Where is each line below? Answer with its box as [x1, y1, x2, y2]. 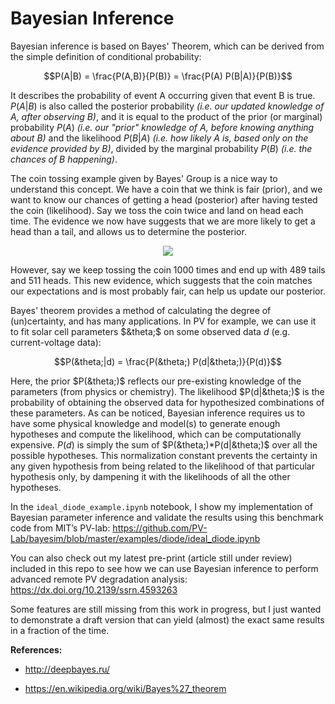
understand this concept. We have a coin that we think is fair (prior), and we [10, 183, 323, 195]
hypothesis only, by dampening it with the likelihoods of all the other [10, 470, 291, 482]
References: [10, 643, 63, 656]
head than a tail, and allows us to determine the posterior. [10, 225, 247, 237]
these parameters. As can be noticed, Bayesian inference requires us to [10, 407, 306, 419]
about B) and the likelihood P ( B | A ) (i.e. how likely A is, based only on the [10, 132, 309, 144]
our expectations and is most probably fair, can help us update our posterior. [10, 285, 326, 297]
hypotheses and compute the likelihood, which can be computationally [10, 428, 302, 440]
